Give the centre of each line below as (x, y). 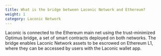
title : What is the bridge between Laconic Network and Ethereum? (75, 10)
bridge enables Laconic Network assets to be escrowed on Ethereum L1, (79, 43)
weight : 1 (15, 14)
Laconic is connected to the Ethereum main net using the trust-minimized (80, 33)
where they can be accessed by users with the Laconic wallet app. (73, 48)
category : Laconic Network (33, 19)
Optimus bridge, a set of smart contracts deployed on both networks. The (81, 38)
